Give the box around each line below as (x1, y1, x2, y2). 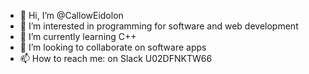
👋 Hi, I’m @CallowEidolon (19, 10, 124, 21)
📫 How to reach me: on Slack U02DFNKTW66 (19, 53, 213, 64)
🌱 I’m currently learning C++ (19, 31, 137, 42)
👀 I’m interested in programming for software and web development (19, 20, 299, 32)
